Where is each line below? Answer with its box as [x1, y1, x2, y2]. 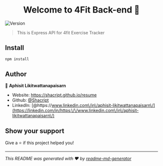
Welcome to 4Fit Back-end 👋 [23, 4, 140, 15]
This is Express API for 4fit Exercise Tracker [16, 30, 105, 35]
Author [5, 70, 27, 78]
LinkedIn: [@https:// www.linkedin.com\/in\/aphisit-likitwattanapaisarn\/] [12, 103, 155, 108]
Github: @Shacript [12, 97, 49, 103]
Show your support [5, 127, 65, 135]
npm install [5, 57, 29, 61]
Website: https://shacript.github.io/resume [12, 92, 97, 98]
